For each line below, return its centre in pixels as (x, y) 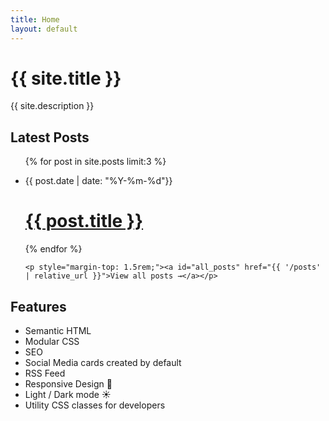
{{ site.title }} (66, 78)
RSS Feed (45, 373)
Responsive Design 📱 (68, 384)
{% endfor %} (53, 249)
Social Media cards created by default (103, 362)
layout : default (44, 29)
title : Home (35, 19)
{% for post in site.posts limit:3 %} (95, 162)
